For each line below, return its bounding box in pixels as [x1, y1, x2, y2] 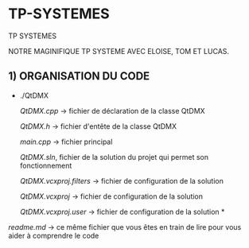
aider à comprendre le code [8, 231, 99, 240]
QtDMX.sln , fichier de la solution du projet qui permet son [19, 152, 209, 161]
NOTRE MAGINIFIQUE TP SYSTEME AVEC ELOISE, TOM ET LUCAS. [8, 46, 229, 56]
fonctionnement [19, 161, 72, 170]
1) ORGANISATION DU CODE [8, 69, 150, 83]
